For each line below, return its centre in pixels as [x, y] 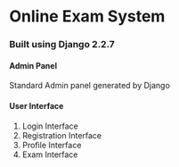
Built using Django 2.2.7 [62, 45]
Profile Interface [52, 145]
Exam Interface [50, 154]
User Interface [37, 105]
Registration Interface [62, 135]
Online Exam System [87, 17]
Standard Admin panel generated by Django [90, 86]
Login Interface [50, 126]
